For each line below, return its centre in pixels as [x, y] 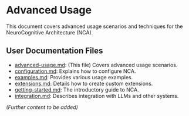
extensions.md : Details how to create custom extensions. [84, 83]
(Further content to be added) [42, 107]
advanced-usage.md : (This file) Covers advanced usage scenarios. [96, 65]
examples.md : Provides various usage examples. [74, 77]
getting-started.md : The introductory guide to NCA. [77, 89]
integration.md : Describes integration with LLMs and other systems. [97, 96]
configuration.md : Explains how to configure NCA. [75, 71]
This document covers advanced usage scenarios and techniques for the [95, 26]
